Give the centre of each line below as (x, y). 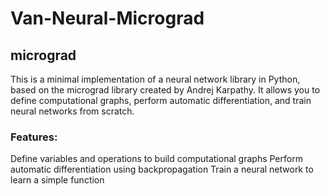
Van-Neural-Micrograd (107, 18)
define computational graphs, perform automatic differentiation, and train (161, 100)
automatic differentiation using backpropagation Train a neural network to (162, 169)
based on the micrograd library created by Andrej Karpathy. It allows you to (165, 90)
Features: (34, 137)
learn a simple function (57, 180)
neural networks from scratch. (72, 111)
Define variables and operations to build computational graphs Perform (156, 159)
